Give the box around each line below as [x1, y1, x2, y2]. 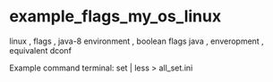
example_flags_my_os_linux [9, 6, 222, 27]
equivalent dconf [9, 45, 72, 55]
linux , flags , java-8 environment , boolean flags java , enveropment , [9, 36, 264, 46]
